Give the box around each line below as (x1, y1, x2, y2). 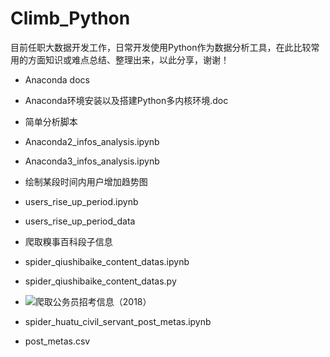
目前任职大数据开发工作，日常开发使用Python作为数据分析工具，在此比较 (10, 41, 312, 53)
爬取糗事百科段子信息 (24, 235, 113, 247)
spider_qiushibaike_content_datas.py (24, 275, 177, 287)
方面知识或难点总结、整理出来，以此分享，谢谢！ (27, 53, 230, 66)
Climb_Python (10, 7, 131, 30)
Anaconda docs (24, 73, 90, 86)
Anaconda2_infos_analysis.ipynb (24, 135, 160, 147)
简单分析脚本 (24, 115, 78, 127)
